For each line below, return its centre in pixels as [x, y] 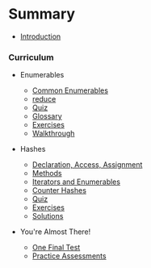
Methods [47, 174]
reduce [44, 99]
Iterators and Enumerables [76, 182]
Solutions [48, 216]
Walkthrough [53, 133]
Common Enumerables [70, 90]
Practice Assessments [69, 256]
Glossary [47, 116]
